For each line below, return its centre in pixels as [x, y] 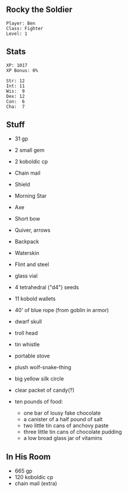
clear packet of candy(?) [45, 390]
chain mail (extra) [36, 484]
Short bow [27, 219]
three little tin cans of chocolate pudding [73, 432]
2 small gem [29, 150]
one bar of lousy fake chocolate [62, 413]
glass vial [26, 276]
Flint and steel [32, 264]
